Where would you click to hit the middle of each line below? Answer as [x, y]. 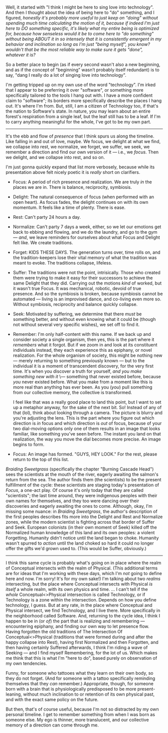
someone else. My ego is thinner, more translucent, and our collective [77, 720]
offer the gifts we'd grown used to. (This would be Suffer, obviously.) [76, 548]
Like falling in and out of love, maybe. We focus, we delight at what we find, [83, 141]
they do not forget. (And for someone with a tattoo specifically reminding [81, 678]
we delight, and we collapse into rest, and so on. [55, 157]
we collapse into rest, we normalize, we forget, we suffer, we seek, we [78, 147]
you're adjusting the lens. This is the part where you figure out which [84, 418]
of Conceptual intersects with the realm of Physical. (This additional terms [82, 568]
